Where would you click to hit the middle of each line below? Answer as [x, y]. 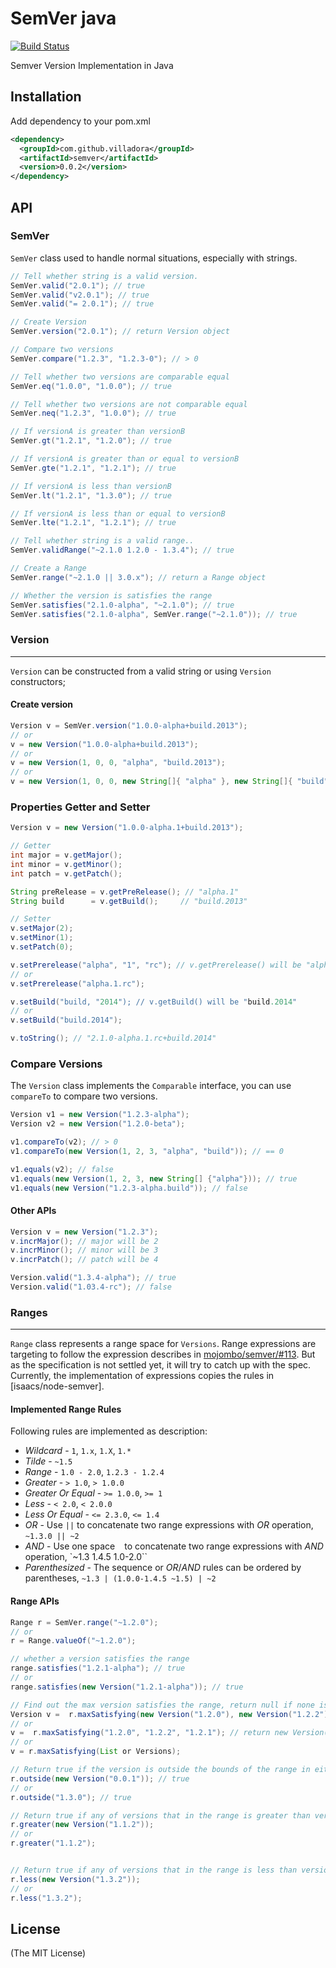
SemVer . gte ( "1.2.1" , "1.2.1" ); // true [93, 468]
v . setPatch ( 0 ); [42, 947]
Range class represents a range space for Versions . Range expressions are [163, 1344]
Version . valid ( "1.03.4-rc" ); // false [91, 1287]
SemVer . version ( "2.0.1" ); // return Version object [120, 332]
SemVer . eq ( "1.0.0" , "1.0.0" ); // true [91, 386]
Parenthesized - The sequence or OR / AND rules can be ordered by [163, 1568]
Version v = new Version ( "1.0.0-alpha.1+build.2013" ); [127, 828]
